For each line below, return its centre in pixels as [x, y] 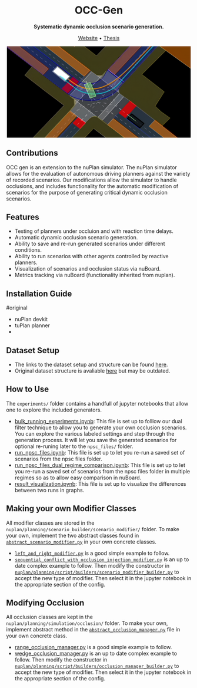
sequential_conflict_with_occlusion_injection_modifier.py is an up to [102, 559]
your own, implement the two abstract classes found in [73, 535]
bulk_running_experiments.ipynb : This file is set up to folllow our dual [98, 421]
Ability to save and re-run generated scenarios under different [90, 244]
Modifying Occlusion [45, 603]
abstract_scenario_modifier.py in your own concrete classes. [81, 541]
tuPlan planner [32, 325]
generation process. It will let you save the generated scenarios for [96, 440]
